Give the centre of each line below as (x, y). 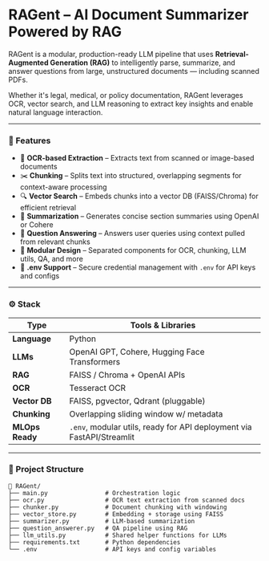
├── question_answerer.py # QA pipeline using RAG (98, 528)
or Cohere (36, 225)
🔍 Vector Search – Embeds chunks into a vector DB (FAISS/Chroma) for (139, 196)
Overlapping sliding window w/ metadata (146, 413)
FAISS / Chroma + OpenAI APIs (127, 375)
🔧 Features (30, 140)
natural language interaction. (56, 112)
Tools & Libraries (163, 325)
